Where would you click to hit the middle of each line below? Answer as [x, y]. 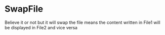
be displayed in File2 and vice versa [41, 27]
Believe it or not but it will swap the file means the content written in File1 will [82, 22]
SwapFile [24, 9]
